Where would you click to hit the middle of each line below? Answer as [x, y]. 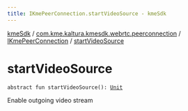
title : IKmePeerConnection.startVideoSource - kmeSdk [87, 14]
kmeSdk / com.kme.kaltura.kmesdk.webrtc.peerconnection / [94, 33]
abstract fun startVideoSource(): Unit [65, 87]
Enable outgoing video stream [50, 100]
